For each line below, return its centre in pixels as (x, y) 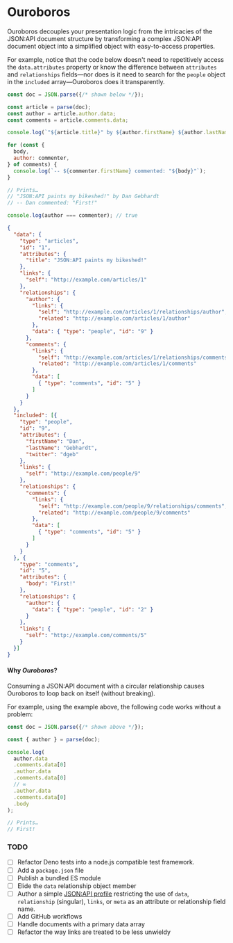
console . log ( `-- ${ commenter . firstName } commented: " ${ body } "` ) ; (110, 171)
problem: (20, 714)
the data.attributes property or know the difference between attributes (112, 67)
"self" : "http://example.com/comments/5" (86, 636)
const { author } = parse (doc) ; (54, 739)
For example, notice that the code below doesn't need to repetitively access (115, 59)
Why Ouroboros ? (32, 670)
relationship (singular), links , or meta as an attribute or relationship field (121, 901)
